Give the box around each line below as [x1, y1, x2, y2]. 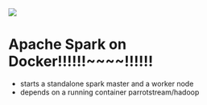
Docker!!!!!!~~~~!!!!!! [8, 52, 154, 71]
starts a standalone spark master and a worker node [19, 79, 194, 88]
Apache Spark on [8, 35, 127, 54]
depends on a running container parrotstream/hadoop [19, 87, 200, 97]
